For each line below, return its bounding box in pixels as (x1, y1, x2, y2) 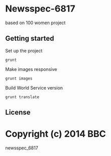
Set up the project (5, 47, 43, 53)
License (5, 108, 31, 117)
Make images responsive (5, 66, 57, 72)
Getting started (5, 34, 54, 43)
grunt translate (5, 94, 39, 100)
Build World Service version (5, 85, 63, 91)
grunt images (5, 76, 33, 81)
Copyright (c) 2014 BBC (5, 128, 106, 140)
